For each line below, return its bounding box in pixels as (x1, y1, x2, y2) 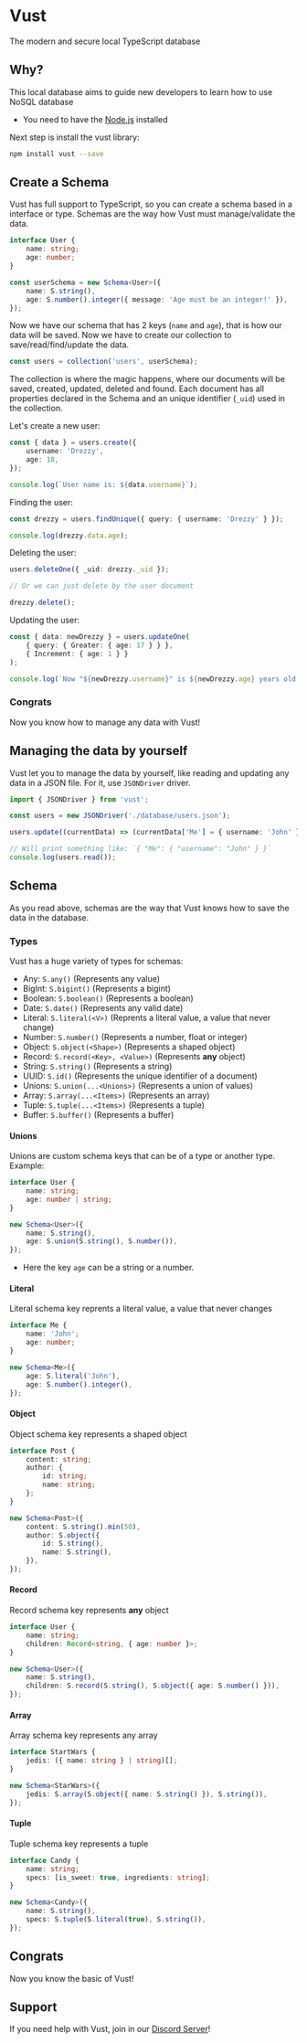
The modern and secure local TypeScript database (9, 36, 201, 47)
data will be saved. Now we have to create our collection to (9, 330, 232, 341)
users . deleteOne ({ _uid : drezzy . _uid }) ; (9, 565, 170, 574)
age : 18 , (26, 455, 59, 464)
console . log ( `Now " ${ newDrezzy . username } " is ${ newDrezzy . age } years (9, 674, 281, 684)
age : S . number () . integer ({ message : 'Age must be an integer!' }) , (26, 294, 288, 304)
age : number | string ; (26, 1195, 112, 1204)
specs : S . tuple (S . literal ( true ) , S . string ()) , (26, 1915, 206, 1924)
